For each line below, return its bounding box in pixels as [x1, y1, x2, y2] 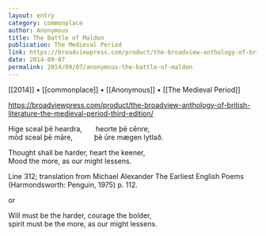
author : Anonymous [8, 26, 69, 34]
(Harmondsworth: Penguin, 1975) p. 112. [8, 180, 139, 189]
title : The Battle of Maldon [8, 33, 104, 42]
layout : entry [8, 11, 55, 20]
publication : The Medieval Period [8, 41, 123, 49]
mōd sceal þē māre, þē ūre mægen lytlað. [8, 132, 164, 142]
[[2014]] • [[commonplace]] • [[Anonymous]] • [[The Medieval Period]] [8, 85, 241, 94]
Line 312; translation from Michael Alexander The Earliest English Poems [8, 171, 244, 181]
